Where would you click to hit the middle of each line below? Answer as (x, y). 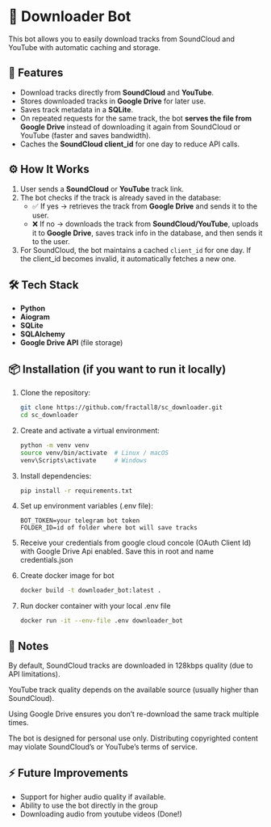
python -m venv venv (54, 445)
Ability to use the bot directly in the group (89, 805)
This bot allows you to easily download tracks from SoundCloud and (122, 39)
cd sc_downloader (49, 416)
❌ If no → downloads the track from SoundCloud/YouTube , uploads (145, 224)
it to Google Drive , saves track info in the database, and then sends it (147, 233)
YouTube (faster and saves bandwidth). (85, 135)
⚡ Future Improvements (69, 773)
